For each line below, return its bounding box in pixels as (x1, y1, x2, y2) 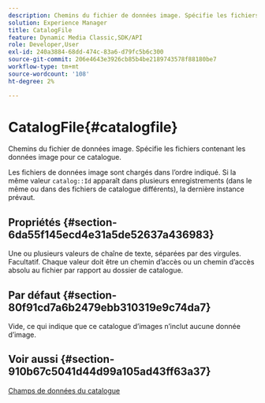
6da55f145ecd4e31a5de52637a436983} (8, 227, 215, 241)
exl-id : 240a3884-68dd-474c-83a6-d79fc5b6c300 (8, 48, 164, 56)
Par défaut (8, 288, 61, 301)
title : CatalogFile (8, 26, 73, 34)
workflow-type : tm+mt (8, 63, 80, 71)
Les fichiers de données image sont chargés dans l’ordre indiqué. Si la (8, 168, 237, 177)
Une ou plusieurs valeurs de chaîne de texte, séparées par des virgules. (8, 249, 242, 258)
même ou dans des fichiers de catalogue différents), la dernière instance (8, 184, 244, 194)
